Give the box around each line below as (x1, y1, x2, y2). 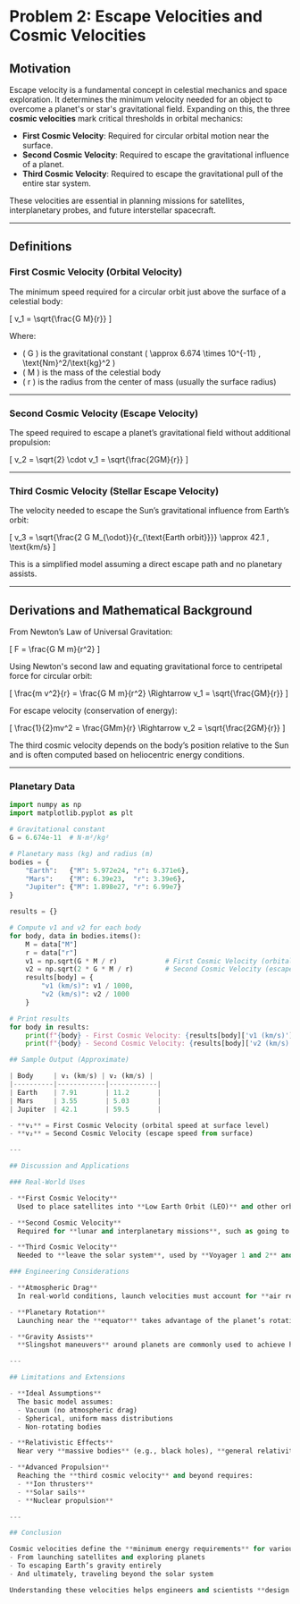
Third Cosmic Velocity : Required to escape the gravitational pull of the (21, 168, 284, 179)
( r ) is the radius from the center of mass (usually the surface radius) (21, 376, 277, 386)
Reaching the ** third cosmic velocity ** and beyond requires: (17, 1472, 254, 1481)
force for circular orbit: (9, 671, 93, 682)
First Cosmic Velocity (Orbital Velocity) (9, 266, 183, 278)
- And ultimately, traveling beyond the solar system (9, 1569, 214, 1578)
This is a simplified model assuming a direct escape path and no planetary (9, 559, 283, 570)
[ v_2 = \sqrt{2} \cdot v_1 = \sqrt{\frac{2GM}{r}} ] (9, 454, 189, 464)
